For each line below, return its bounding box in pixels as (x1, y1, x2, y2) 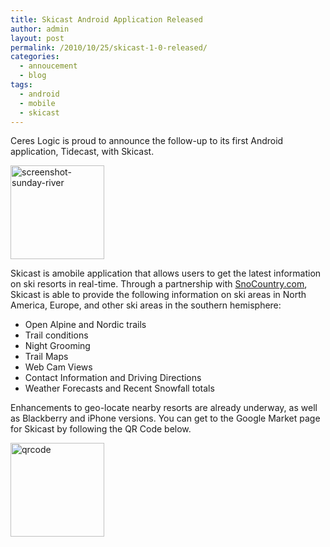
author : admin (10, 24, 70, 34)
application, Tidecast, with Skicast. (10, 146, 155, 158)
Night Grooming (24, 340, 91, 352)
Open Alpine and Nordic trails (24, 319, 147, 331)
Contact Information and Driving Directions (24, 372, 202, 384)
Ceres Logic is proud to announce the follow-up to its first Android (10, 135, 284, 147)
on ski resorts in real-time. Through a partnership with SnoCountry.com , (10, 278, 308, 290)
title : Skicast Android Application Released (10, 14, 203, 25)
